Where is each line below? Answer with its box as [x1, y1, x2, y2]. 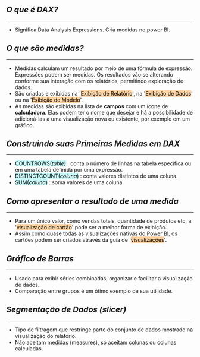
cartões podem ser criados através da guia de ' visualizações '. [14, 236, 167, 244]
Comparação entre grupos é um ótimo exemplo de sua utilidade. [14, 288, 173, 295]
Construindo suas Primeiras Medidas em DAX [6, 139, 180, 149]
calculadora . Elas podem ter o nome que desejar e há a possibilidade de [14, 109, 193, 116]
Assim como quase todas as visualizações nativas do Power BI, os [14, 230, 178, 237]
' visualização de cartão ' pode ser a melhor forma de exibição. [14, 224, 167, 231]
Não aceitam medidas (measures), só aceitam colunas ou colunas [14, 339, 177, 346]
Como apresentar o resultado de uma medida [6, 196, 179, 206]
